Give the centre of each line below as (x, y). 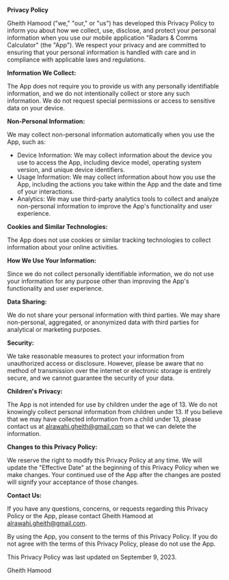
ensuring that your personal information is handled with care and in (102, 52)
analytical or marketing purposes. (54, 329)
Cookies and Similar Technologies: (57, 227)
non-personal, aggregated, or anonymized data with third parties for (103, 322)
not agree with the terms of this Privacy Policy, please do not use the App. (111, 544)
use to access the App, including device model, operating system (109, 162)
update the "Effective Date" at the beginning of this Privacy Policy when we (113, 468)
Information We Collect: (42, 73)
